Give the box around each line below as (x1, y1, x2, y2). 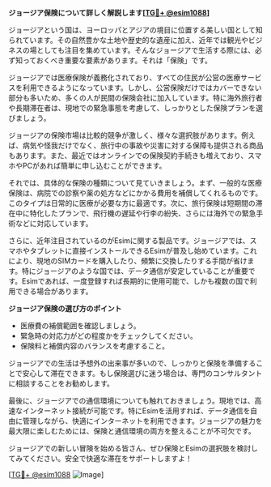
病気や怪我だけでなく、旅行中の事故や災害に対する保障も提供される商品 (22, 141, 264, 150)
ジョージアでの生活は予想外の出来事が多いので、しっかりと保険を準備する (8, 358, 256, 368)
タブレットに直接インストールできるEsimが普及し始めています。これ (29, 246, 257, 255)
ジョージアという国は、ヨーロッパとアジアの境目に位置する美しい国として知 (8, 25, 263, 35)
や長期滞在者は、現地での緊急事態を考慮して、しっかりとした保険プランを (8, 103, 256, 113)
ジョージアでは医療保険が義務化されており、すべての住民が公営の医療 (8, 73, 241, 82)
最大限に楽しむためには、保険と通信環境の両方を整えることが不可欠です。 (8, 426, 256, 436)
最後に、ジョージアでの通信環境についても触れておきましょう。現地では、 (8, 396, 255, 405)
